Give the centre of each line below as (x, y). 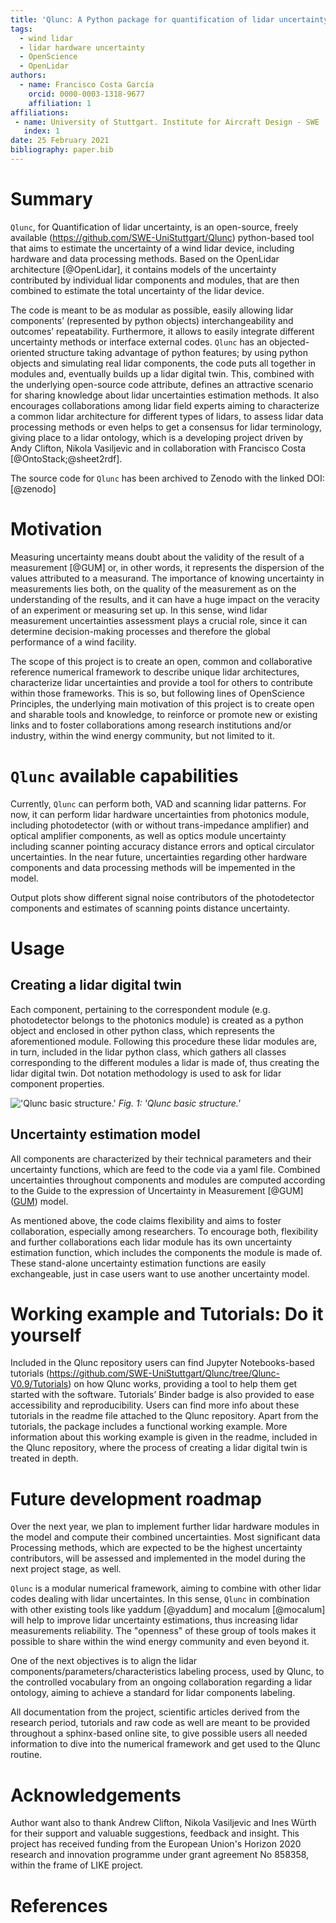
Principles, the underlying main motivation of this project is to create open (162, 703)
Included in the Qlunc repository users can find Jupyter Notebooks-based (162, 1363)
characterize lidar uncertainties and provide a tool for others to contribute (161, 682)
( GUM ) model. (39, 1201)
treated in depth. (44, 1458)
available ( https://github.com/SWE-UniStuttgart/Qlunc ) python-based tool (162, 237)
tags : (21, 29)
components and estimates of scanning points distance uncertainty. (150, 908)
